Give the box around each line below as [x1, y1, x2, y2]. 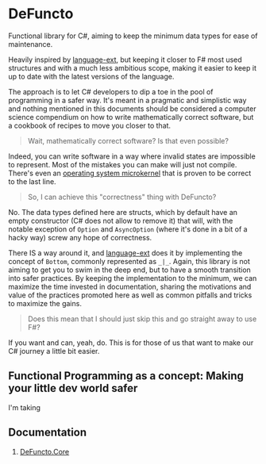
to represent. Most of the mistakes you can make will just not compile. [8, 159, 237, 169]
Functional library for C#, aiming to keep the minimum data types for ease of [8, 31, 258, 40]
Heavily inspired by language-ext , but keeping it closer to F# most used [8, 55, 242, 64]
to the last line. [8, 176, 57, 186]
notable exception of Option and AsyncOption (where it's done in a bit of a [8, 224, 248, 234]
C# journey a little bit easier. [8, 346, 100, 355]
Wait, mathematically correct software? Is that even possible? [27, 136, 229, 145]
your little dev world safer [8, 382, 138, 395]
